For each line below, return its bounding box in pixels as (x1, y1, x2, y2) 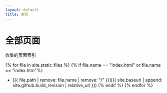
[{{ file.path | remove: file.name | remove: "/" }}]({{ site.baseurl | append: (12, 77, 162, 83)
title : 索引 (5, 12, 28, 17)
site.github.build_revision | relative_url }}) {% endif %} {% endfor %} (12, 83, 153, 89)
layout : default (5, 7, 39, 12)
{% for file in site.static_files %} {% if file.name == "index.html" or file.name (5, 62, 161, 68)
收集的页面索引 (5, 52, 36, 58)
